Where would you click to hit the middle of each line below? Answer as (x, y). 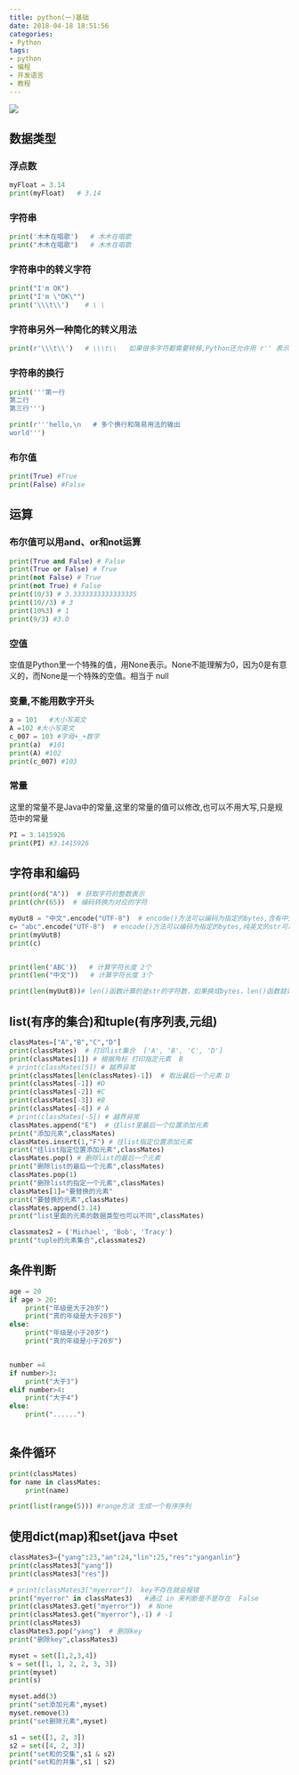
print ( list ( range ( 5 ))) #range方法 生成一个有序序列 (100, 1506)
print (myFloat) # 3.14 (55, 194)
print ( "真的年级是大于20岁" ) (74, 1316)
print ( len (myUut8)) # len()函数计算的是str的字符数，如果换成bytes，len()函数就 (148, 992)
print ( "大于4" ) (52, 1398)
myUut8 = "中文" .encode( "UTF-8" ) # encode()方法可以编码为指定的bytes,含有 (145, 919)
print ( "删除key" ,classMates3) (64, 1639)
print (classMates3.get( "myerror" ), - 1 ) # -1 (91, 1615)
